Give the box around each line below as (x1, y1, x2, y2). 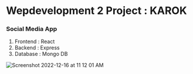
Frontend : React (14, 38, 55, 45)
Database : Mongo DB (14, 51, 68, 58)
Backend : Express (14, 44, 60, 51)
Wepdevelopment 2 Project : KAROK (6, 4, 187, 17)
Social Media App (6, 25, 57, 33)
